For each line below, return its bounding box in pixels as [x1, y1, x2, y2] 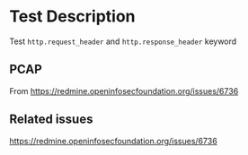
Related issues [9, 112, 93, 127]
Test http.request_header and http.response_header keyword [9, 36, 237, 47]
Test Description [9, 6, 137, 27]
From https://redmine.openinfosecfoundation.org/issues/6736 [9, 85, 239, 96]
